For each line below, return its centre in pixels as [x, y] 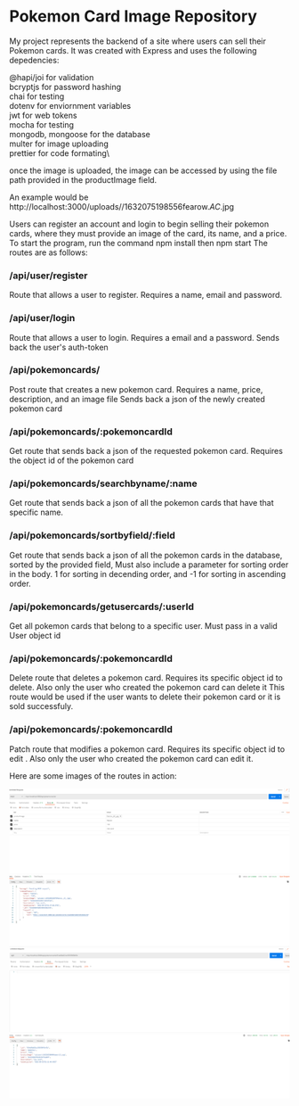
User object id [35, 636]
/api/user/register [48, 276]
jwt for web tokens [43, 115]
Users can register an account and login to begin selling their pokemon [139, 224]
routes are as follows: [48, 252]
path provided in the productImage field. [83, 179]
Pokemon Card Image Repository [133, 17]
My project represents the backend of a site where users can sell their [138, 41]
